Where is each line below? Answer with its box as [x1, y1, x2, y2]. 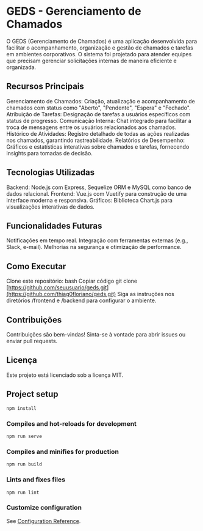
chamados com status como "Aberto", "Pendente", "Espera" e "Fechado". [6, 104, 191, 111]
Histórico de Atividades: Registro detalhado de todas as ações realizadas [6, 130, 190, 137]
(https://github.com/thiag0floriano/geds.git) [6, 291, 116, 298]
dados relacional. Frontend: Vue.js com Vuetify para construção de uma [6, 190, 187, 197]
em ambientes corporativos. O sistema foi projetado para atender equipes [6, 50, 192, 58]
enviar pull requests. [6, 338, 58, 344]
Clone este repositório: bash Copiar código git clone [6, 277, 138, 285]
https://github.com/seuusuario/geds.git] [8, 284, 109, 291]
